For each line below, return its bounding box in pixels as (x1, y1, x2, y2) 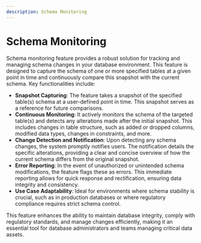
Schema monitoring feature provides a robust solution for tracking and (6, 55, 180, 62)
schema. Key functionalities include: (6, 80, 96, 87)
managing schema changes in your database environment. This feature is (6, 61, 188, 68)
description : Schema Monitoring (6, 8, 87, 15)
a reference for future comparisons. (14, 104, 104, 112)
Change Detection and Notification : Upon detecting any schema (14, 136, 176, 143)
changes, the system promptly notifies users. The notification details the (14, 142, 194, 150)
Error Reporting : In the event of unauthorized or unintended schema (14, 161, 184, 169)
